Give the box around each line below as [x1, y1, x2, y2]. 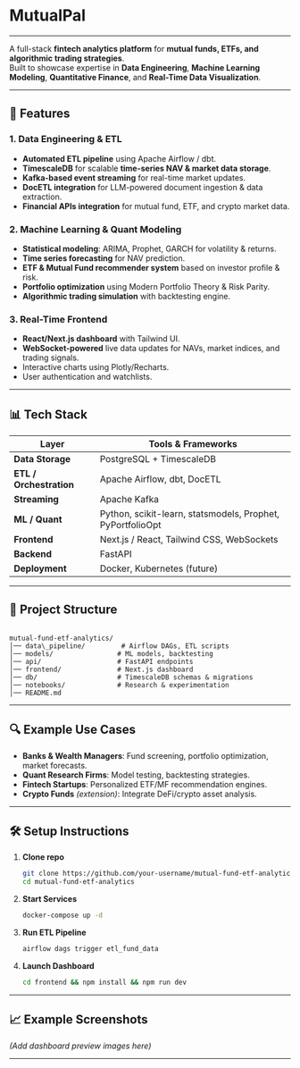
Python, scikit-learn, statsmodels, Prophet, [99, 508, 279, 520]
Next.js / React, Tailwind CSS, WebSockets [99, 534, 279, 546]
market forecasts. [21, 760, 87, 770]
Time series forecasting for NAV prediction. [21, 252, 186, 264]
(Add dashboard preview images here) [9, 1040, 152, 1051]
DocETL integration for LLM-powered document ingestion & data [21, 181, 263, 192]
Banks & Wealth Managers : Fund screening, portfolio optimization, [21, 750, 270, 761]
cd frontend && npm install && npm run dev [21, 978, 187, 987]
